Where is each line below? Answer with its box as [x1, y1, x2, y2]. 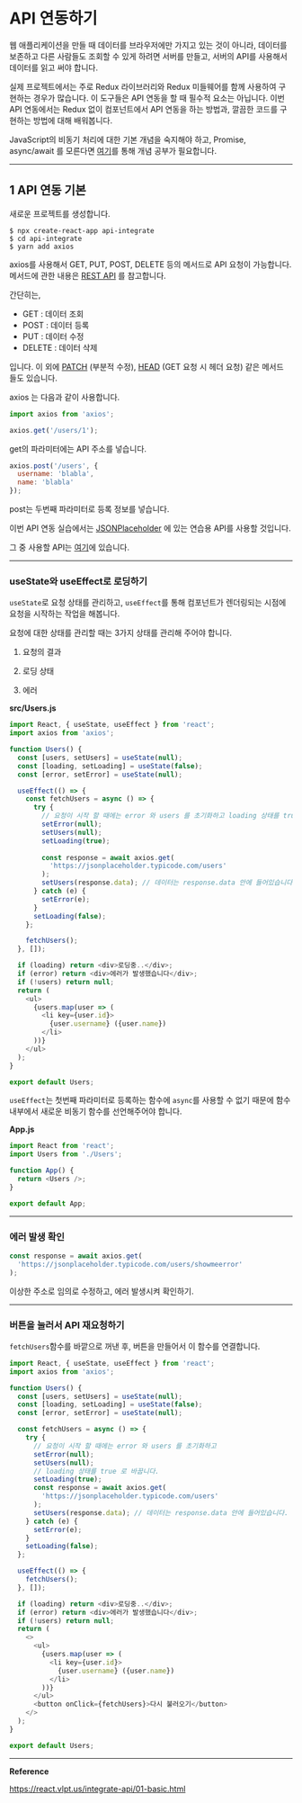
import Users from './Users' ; [9, 1150, 123, 1159]
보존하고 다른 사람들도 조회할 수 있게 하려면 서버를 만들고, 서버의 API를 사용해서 [9, 50, 288, 61]
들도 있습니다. [9, 372, 58, 383]
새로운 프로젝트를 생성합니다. [9, 208, 111, 219]
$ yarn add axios [9, 242, 75, 251]
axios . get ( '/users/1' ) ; [9, 426, 99, 435]
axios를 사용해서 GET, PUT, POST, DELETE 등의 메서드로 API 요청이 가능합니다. [9, 258, 292, 270]
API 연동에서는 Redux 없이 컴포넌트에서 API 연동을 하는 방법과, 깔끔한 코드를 [9, 103, 279, 114]
